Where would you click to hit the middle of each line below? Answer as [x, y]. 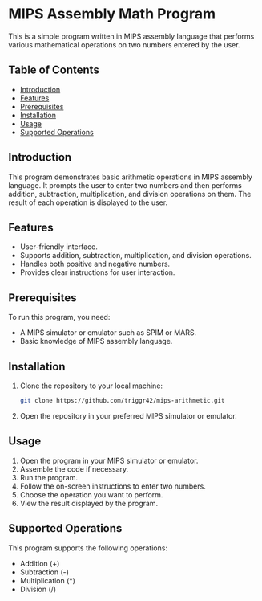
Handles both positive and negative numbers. [95, 264]
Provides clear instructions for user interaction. [97, 272]
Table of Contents [54, 70]
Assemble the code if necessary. [74, 469]
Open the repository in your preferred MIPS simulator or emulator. [129, 415]
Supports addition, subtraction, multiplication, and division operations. [136, 256]
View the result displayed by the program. [89, 503]
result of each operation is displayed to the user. [88, 202]
